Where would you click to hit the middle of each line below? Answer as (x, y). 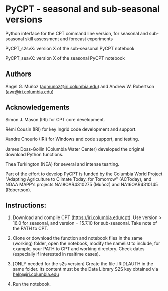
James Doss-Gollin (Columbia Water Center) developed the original (75, 149)
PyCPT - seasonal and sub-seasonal (83, 9)
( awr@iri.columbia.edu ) (29, 92)
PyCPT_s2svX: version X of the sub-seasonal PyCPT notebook (70, 48)
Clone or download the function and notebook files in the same (77, 238)
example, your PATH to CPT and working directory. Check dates (78, 249)
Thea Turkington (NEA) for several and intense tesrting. (62, 164)
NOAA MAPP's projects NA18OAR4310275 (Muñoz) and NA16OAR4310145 (82, 184)
